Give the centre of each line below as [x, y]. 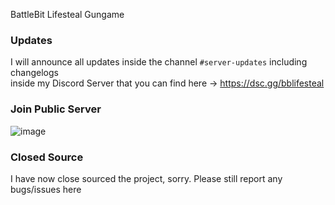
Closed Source [47, 157]
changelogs [34, 73]
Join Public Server [56, 109]
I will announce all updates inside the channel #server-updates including [159, 62]
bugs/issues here [46, 189]
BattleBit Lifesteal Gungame [67, 14]
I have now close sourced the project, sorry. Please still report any [146, 178]
